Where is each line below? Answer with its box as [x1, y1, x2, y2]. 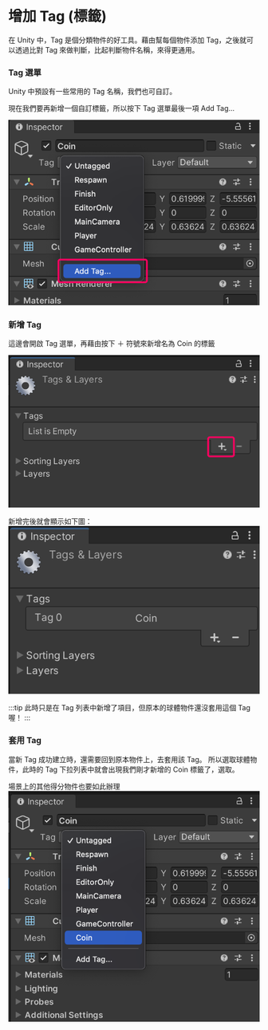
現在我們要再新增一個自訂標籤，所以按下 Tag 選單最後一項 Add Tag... [8, 104, 235, 113]
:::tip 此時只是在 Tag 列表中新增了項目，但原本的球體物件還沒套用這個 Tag [8, 703, 251, 713]
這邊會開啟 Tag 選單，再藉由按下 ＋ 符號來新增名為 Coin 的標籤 [8, 338, 215, 348]
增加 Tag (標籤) [8, 7, 107, 26]
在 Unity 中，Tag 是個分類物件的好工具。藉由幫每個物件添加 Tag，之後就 [8, 35, 247, 45]
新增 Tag [8, 319, 42, 330]
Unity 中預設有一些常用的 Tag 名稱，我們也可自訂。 [8, 87, 177, 96]
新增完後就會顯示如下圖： [8, 516, 93, 526]
